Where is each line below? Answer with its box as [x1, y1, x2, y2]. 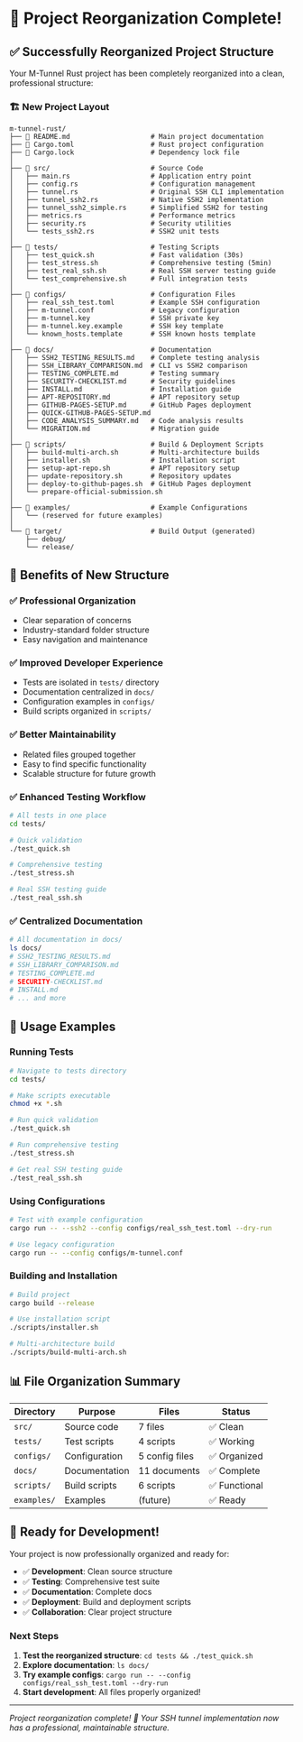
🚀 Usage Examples [9, 1018, 116, 1034]
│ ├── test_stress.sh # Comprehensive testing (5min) [9, 259, 272, 268]
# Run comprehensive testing [9, 1140, 119, 1149]
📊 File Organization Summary [9, 1374, 181, 1389]
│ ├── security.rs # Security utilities [9, 219, 232, 228]
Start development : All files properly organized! [22, 1686, 201, 1697]
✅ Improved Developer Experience [9, 656, 164, 668]
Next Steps [9, 1629, 60, 1642]
